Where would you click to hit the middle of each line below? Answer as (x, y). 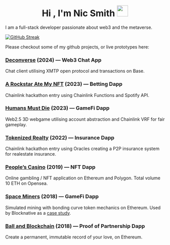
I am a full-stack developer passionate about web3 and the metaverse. (79, 27)
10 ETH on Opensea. (27, 183)
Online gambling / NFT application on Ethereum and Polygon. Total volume (83, 178)
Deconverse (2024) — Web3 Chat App (53, 60)
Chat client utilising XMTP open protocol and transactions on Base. (75, 71)
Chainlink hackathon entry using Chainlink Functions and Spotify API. (77, 95)
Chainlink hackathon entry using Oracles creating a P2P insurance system (82, 149)
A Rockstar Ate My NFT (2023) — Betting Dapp (64, 84)
